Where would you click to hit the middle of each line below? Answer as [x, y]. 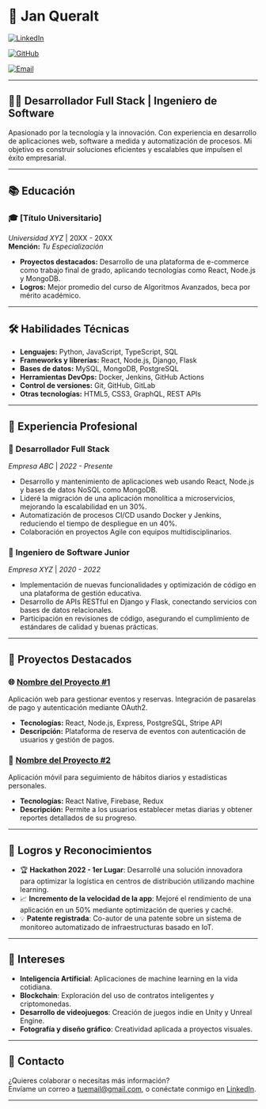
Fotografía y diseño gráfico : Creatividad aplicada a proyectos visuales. [136, 1029]
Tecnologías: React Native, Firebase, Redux [91, 801]
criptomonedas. [45, 1004]
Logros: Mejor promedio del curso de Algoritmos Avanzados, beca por [135, 287]
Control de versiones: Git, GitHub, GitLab [87, 385]
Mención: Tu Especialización [56, 247]
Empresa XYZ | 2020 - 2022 [55, 570]
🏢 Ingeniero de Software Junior [69, 552]
